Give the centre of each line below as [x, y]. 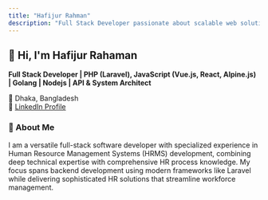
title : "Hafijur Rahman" [49, 16]
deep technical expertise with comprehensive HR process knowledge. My [129, 162]
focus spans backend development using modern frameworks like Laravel [130, 170]
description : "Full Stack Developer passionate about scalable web [123, 23]
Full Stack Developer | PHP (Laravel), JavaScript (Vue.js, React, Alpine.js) [132, 75]
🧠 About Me [32, 127]
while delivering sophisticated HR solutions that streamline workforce [122, 178]
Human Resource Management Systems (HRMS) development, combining [130, 153]
